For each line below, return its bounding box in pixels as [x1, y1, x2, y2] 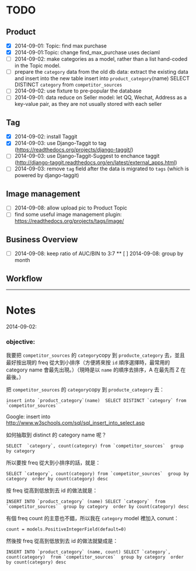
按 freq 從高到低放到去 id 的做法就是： [6, 487, 98, 494]
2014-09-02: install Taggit [14, 133, 78, 140]
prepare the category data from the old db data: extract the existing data [14, 68, 188, 75]
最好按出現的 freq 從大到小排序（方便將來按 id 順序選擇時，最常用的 [6, 359, 170, 366]
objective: [6, 338, 36, 346]
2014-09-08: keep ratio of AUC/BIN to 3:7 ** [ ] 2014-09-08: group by [14, 250, 184, 257]
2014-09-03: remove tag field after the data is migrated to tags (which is [14, 165, 190, 173]
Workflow [6, 273, 43, 284]
